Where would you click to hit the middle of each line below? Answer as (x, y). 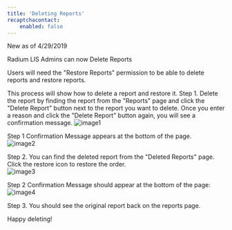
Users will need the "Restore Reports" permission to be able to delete (106, 73)
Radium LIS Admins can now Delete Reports (70, 59)
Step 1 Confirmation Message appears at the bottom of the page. (99, 136)
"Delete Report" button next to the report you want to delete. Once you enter (116, 108)
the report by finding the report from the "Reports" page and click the (106, 101)
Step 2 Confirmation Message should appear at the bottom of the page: (109, 185)
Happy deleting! (30, 219)
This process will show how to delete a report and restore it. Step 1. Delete (113, 93)
